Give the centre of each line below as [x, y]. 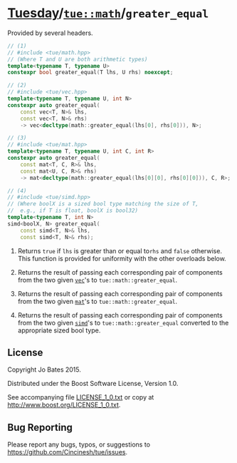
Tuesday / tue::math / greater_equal [108, 13]
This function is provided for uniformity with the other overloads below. [122, 258]
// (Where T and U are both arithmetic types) [78, 59]
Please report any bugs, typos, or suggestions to [79, 444]
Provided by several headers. [51, 33]
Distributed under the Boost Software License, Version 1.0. [93, 384]
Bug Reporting [40, 427]
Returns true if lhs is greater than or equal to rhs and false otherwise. [120, 250]
